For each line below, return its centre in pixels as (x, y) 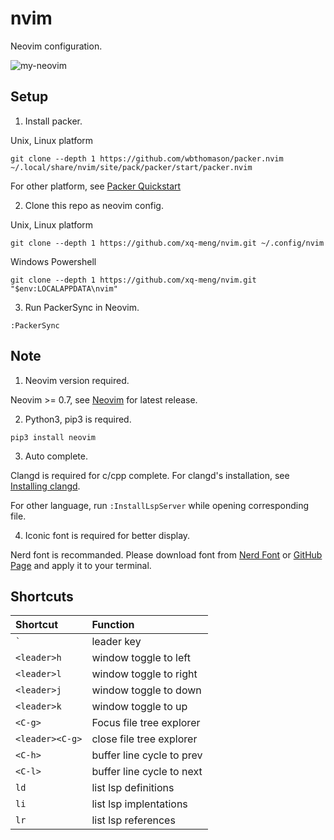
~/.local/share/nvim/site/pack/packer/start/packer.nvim (131, 167)
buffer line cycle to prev (147, 755)
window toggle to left (141, 658)
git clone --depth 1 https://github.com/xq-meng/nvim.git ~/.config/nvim (167, 243)
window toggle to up (139, 707)
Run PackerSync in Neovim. (82, 307)
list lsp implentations (139, 804)
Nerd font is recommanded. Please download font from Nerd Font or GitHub (166, 554)
